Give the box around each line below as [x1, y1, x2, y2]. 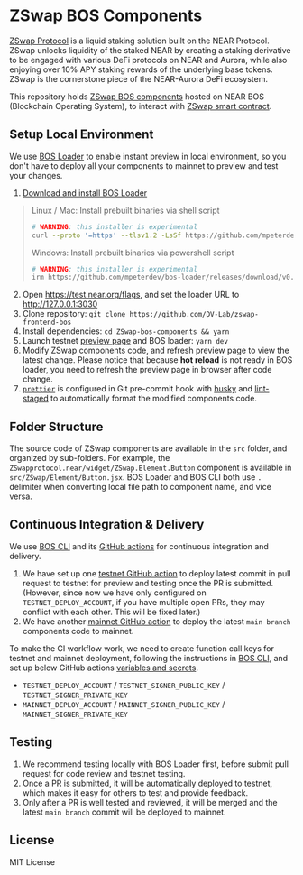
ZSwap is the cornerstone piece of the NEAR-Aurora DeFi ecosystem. [9, 73, 269, 84]
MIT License [9, 856, 56, 867]
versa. [9, 491, 33, 502]
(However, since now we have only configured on [22, 587, 207, 598]
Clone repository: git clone [22, 309, 126, 319]
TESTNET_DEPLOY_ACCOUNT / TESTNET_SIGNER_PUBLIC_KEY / [22, 679, 225, 690]
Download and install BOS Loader [22, 187, 148, 198]
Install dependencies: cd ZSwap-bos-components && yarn [22, 326, 230, 336]
